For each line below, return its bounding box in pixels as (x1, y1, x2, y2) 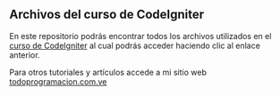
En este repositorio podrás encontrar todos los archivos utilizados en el (9, 30, 272, 41)
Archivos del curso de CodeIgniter (9, 7, 205, 22)
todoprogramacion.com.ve (9, 76, 107, 87)
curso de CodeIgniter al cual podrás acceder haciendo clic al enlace (9, 40, 261, 51)
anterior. (9, 49, 40, 60)
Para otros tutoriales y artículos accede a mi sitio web (9, 67, 208, 77)
